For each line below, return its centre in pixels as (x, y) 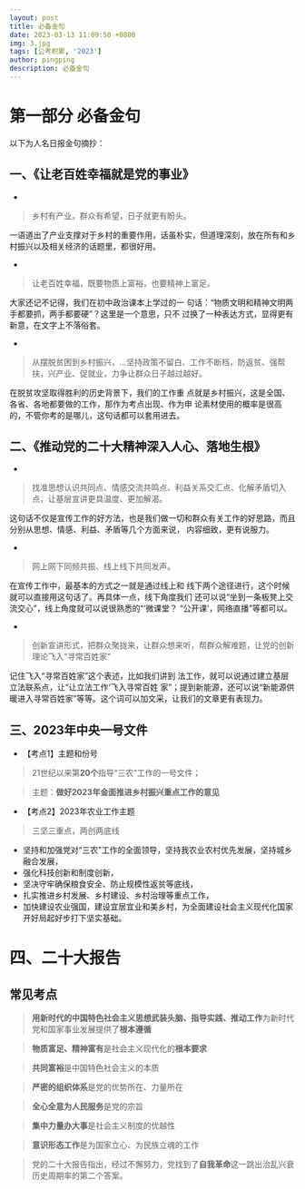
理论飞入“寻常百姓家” (71, 657)
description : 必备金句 (49, 69)
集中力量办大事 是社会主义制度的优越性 (103, 1125)
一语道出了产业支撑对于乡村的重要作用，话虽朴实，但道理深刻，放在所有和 (148, 235)
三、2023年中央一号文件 (79, 730)
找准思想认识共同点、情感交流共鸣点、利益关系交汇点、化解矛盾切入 (159, 487)
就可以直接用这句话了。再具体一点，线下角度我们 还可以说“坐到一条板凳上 (148, 597)
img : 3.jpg (30, 43)
